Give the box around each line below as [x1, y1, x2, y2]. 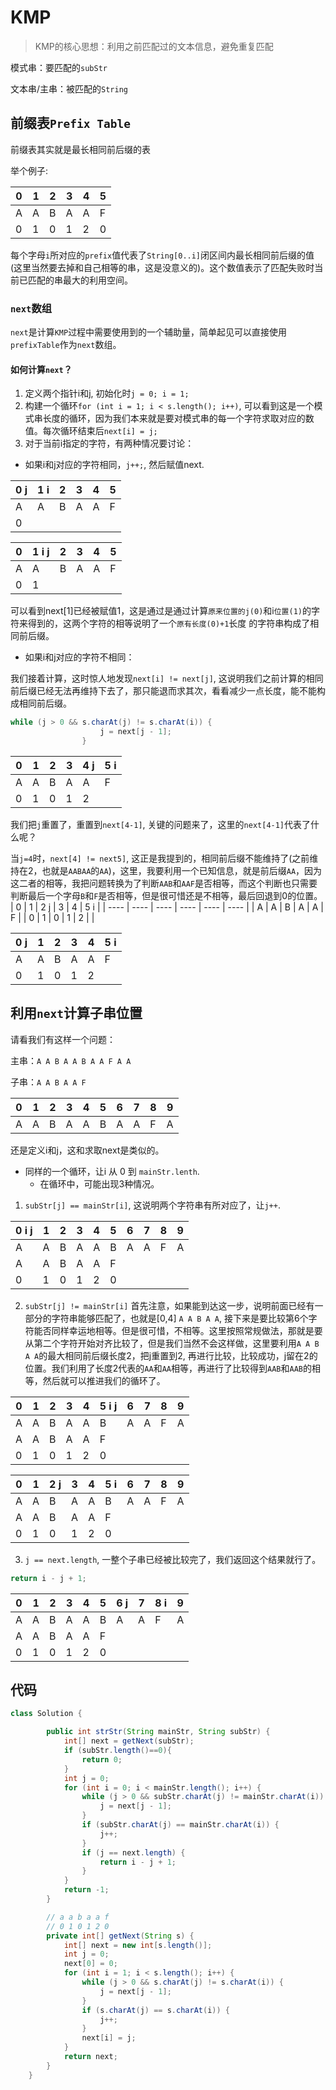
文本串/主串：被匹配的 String [10, 82, 128, 95]
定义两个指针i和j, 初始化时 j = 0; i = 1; [24, 387, 190, 400]
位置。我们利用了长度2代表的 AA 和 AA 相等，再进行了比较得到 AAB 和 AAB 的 [24, 1362, 312, 1374]
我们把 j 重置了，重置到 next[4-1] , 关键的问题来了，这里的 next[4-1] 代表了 [10, 818, 312, 830]
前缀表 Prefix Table [10, 115, 131, 132]
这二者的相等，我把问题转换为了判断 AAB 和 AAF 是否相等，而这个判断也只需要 [10, 877, 318, 889]
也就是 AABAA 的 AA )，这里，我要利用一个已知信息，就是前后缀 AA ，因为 [41, 864, 323, 876]
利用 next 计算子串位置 [10, 1005, 143, 1022]
